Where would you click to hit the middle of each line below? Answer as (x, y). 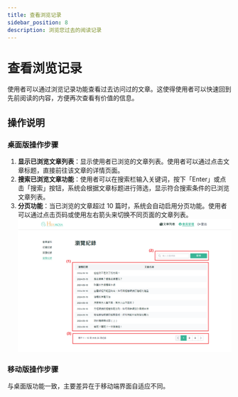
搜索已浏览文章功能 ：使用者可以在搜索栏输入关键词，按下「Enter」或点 (122, 179)
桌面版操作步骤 (33, 144)
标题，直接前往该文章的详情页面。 (74, 170)
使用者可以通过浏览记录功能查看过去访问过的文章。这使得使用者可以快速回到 (119, 89)
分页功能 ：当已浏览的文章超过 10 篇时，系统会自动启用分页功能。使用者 (122, 206)
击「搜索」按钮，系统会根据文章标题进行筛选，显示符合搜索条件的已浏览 (123, 188)
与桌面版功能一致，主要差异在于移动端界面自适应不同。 (88, 386)
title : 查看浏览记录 (34, 15)
